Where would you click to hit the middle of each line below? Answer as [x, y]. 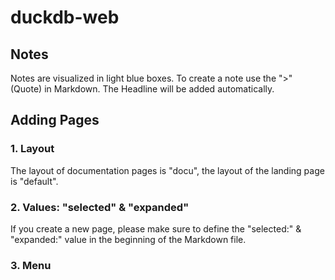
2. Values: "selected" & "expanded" [100, 207]
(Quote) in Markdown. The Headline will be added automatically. [142, 89]
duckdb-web [65, 17]
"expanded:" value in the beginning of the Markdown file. [128, 239]
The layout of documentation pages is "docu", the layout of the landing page [167, 170]
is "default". [34, 181]
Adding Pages [55, 120]
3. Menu [31, 265]
